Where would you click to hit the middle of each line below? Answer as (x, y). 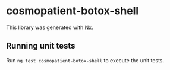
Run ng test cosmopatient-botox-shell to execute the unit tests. (85, 60)
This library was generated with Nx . (50, 27)
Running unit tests (41, 46)
